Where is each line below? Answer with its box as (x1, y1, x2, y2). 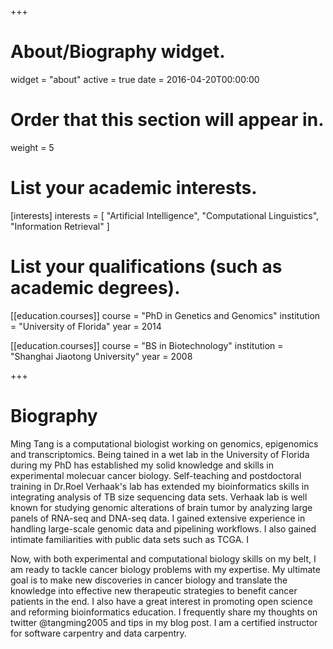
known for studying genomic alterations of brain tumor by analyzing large (10, 501, 313, 513)
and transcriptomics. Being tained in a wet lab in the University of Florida (10, 448, 310, 460)
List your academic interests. (10, 177, 258, 200)
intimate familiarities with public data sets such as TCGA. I (10, 533, 250, 545)
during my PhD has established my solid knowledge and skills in (10, 459, 274, 471)
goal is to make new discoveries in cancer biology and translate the (10, 574, 288, 586)
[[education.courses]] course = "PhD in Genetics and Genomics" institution (10, 309, 321, 321)
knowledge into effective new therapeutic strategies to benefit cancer (10, 584, 298, 596)
